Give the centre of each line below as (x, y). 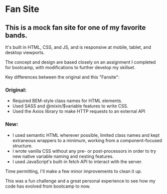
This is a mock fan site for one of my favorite (76, 28)
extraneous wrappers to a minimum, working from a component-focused (87, 140)
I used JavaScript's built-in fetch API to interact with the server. (78, 161)
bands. (16, 35)
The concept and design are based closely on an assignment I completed (81, 62)
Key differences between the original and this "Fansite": (62, 77)
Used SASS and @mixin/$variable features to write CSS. (70, 106)
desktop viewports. (25, 52)
